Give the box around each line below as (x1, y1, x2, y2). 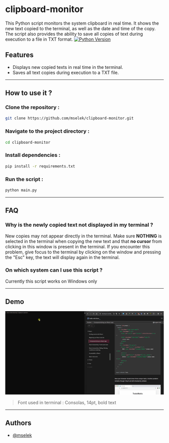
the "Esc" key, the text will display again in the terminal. (5, 254, 120, 260)
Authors (5, 419, 32, 427)
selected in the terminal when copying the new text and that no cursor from (5, 238, 162, 244)
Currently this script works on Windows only (5, 278, 97, 284)
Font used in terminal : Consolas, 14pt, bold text (17, 399, 117, 405)
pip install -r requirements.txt (5, 163, 75, 169)
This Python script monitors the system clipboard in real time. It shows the (5, 20, 159, 26)
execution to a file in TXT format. (5, 36, 73, 42)
